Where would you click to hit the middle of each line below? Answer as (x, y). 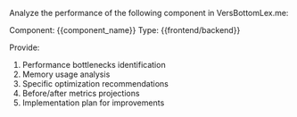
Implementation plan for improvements (93, 103)
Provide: (25, 47)
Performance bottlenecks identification (94, 65)
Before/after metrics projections (81, 93)
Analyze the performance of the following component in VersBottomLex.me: (149, 13)
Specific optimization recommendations (95, 84)
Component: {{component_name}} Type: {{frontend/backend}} (125, 30)
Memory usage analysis (66, 74)
